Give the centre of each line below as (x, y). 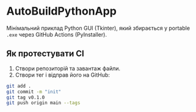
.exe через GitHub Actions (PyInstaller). (56, 34)
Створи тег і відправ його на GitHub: (62, 75)
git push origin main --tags (43, 103)
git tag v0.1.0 (26, 97)
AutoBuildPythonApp (62, 11)
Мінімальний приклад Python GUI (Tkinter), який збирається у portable (98, 28)
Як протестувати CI (45, 54)
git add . (19, 86)
